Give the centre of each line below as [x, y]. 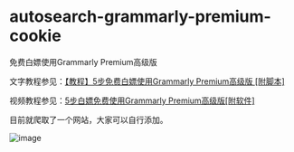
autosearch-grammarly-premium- [140, 17]
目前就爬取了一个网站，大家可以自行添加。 [89, 119]
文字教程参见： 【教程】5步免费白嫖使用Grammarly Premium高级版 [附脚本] [147, 81]
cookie [35, 36]
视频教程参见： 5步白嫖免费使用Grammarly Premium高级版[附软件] [132, 100]
